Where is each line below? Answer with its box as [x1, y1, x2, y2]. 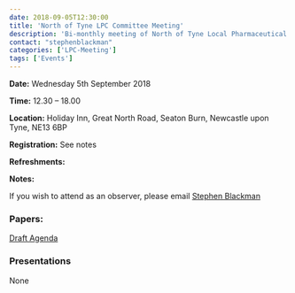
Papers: [9, 212, 44, 225]
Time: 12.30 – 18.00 [9, 96, 82, 106]
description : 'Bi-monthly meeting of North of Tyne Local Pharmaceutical [9, 29, 288, 38]
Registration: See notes [9, 139, 97, 150]
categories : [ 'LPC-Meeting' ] [9, 46, 117, 55]
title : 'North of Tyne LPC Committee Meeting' [9, 21, 184, 30]
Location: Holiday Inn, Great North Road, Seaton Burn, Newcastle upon [9, 112, 269, 123]
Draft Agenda [9, 233, 58, 243]
